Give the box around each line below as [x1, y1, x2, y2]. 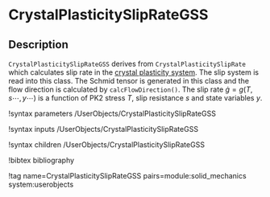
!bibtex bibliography [8, 155, 75, 165]
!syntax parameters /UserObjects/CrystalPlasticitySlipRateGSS [8, 109, 216, 118]
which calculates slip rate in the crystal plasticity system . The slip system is [8, 68, 260, 77]
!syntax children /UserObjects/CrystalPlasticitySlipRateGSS [8, 140, 206, 150]
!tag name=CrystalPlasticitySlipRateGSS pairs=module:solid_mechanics [8, 171, 247, 180]
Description [8, 38, 69, 51]
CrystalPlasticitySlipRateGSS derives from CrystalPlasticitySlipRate [8, 59, 246, 68]
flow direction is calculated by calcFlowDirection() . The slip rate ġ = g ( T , [8, 84, 253, 94]
